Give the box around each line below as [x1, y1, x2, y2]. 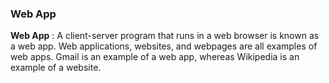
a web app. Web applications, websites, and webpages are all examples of [10, 40, 318, 52]
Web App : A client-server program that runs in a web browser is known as [10, 30, 320, 42]
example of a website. [10, 62, 102, 74]
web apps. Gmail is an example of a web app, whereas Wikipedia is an [10, 51, 300, 63]
